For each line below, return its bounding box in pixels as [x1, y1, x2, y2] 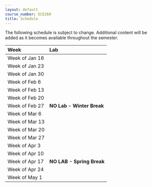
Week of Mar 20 [7, 126, 45, 133]
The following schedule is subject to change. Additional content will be [5, 30, 148, 36]
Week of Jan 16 [7, 55, 44, 62]
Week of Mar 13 [7, 118, 45, 125]
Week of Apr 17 [7, 158, 44, 165]
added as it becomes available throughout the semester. [5, 35, 118, 41]
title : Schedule [5, 16, 38, 21]
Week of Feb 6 [7, 79, 42, 86]
